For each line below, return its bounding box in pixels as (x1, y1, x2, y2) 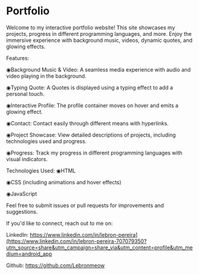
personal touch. (6, 90, 45, 97)
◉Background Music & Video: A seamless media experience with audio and (6, 66, 191, 73)
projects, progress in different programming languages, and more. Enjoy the (6, 30, 192, 37)
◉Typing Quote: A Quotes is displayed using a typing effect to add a (6, 84, 173, 91)
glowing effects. (6, 43, 46, 50)
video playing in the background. (6, 72, 87, 79)
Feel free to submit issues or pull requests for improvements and (6, 202, 165, 209)
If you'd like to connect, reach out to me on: (6, 220, 113, 227)
